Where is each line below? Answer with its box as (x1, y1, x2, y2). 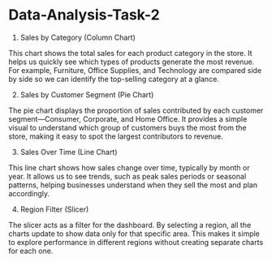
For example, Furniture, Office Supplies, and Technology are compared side (8, 65, 262, 75)
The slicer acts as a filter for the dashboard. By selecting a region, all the (8, 220, 252, 230)
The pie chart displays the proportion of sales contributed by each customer (8, 105, 264, 115)
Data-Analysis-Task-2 (8, 6, 160, 24)
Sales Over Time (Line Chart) (19, 147, 118, 157)
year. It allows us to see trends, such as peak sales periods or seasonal (8, 171, 247, 181)
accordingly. (8, 188, 50, 198)
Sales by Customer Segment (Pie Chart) (19, 89, 154, 99)
